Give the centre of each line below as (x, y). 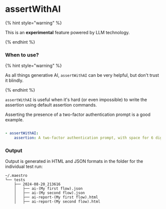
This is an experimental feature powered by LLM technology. (67, 32)
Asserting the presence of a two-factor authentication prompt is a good (78, 114)
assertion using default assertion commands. (51, 105)
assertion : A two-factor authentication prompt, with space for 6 (84, 138)
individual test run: (24, 166)
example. (14, 120)
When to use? (22, 54)
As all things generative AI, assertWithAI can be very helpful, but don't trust (82, 75)
